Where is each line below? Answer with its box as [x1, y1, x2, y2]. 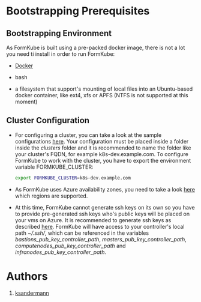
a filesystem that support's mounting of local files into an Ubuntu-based [14, 85, 193, 92]
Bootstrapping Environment [6, 28, 112, 38]
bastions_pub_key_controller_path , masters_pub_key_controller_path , [14, 235, 187, 243]
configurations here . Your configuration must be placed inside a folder [14, 137, 189, 145]
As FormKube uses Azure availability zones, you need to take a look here [14, 186, 195, 193]
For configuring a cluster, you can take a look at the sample [14, 131, 162, 139]
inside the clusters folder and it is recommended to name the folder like [14, 144, 191, 151]
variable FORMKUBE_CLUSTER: [14, 163, 94, 171]
